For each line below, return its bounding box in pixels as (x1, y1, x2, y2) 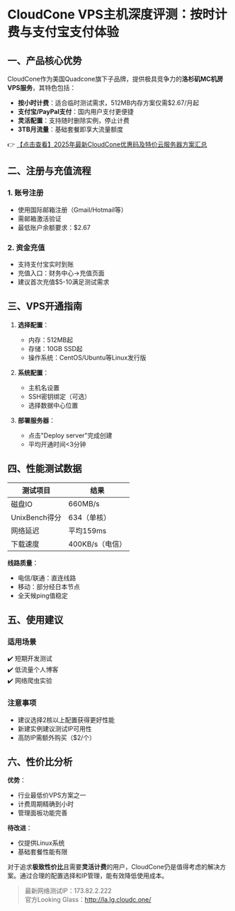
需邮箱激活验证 (17, 214, 62, 223)
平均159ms (68, 525, 107, 535)
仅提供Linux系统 (17, 839, 65, 847)
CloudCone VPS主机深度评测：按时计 (7, 6, 228, 23)
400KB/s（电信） (68, 539, 127, 549)
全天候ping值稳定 (17, 591, 69, 600)
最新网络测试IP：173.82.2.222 (24, 886, 112, 895)
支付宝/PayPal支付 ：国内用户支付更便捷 (17, 108, 134, 115)
